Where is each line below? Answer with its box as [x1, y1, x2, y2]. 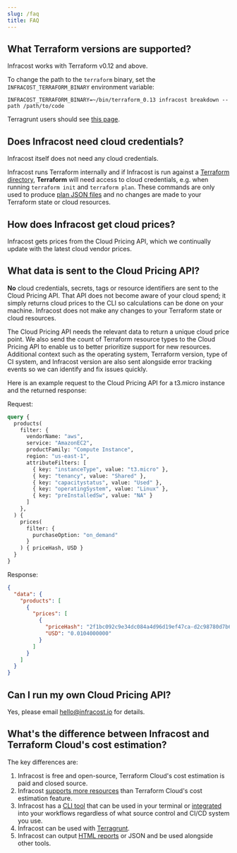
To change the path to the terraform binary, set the [7, 75, 156, 84]
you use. [17, 816, 43, 825]
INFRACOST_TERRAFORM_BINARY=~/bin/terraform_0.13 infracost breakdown [7, 97, 219, 104]
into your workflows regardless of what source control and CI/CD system [17, 809, 230, 817]
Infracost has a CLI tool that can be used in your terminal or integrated [17, 801, 222, 810]
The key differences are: [7, 758, 79, 766]
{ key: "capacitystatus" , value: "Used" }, [32, 479, 162, 486]
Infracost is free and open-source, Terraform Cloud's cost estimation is [17, 771, 225, 780]
